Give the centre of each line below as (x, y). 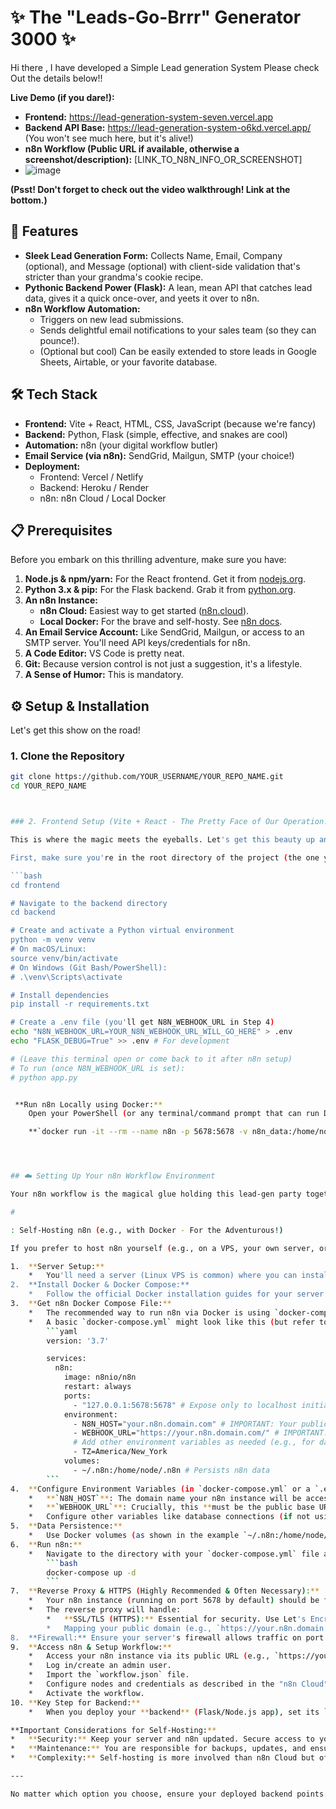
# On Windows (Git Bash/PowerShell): (89, 967)
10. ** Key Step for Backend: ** (75, 1702)
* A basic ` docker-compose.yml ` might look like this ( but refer (171, 1322)
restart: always (97, 1387)
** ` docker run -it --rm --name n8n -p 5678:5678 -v (138, 1132)
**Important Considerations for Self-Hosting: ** (113, 1730)
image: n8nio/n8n (100, 1377)
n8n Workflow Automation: (82, 308)
